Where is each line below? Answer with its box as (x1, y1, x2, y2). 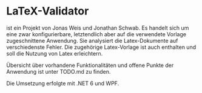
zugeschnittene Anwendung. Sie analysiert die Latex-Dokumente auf (6, 37, 178, 44)
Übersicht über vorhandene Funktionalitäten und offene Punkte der (6, 62, 174, 69)
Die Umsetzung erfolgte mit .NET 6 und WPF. (6, 80, 120, 87)
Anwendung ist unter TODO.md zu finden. (6, 68, 111, 75)
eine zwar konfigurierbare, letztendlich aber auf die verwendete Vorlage (6, 30, 187, 37)
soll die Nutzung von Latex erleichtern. (6, 50, 103, 57)
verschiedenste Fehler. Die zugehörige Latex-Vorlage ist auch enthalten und (6, 43, 196, 51)
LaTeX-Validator (6, 4, 89, 18)
